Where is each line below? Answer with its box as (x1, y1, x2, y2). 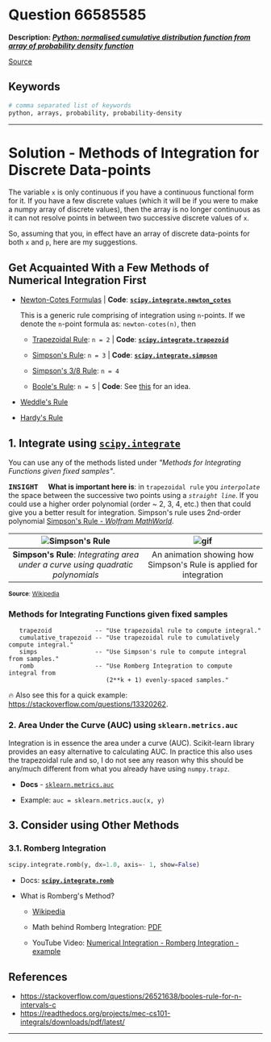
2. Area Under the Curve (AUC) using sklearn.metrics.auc (8, 720, 239, 731)
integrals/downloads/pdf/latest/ (19, 1017, 125, 1027)
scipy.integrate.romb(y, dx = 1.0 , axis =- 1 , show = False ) (8, 861, 200, 869)
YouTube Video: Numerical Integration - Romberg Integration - (31, 938, 240, 948)
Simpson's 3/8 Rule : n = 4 (31, 366, 119, 376)
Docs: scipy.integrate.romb (19, 876, 115, 885)
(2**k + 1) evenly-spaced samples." (106, 676, 229, 684)
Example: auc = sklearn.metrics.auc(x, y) (19, 795, 165, 805)
